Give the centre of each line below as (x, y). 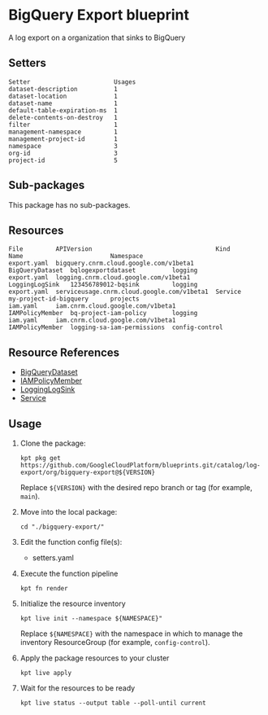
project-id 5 (63, 160)
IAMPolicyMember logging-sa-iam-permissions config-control (116, 327)
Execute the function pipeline (69, 573)
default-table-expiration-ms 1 (63, 110)
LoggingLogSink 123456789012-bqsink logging (103, 285)
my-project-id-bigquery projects (74, 299)
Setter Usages (72, 82)
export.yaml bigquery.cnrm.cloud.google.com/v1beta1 (102, 263)
